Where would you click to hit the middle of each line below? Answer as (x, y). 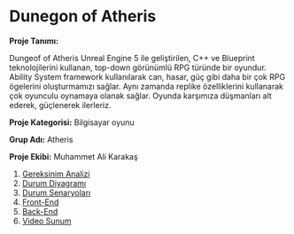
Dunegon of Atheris (83, 16)
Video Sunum (46, 221)
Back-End (40, 211)
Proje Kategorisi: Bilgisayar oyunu (72, 122)
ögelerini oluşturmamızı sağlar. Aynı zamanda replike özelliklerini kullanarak (146, 86)
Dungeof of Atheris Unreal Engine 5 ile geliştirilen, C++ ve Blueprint (132, 58)
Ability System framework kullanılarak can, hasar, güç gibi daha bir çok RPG (147, 76)
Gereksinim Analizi (56, 174)
